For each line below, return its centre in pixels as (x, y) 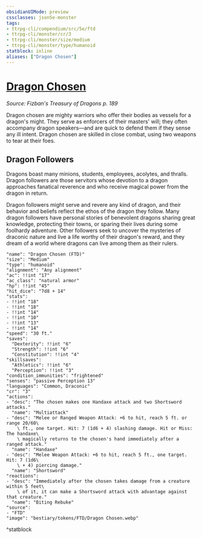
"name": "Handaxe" (35, 450)
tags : (13, 23)
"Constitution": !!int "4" (46, 355)
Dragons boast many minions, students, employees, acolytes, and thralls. (97, 174)
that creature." (27, 497)
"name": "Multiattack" (40, 413)
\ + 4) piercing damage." (50, 466)
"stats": (17, 297)
